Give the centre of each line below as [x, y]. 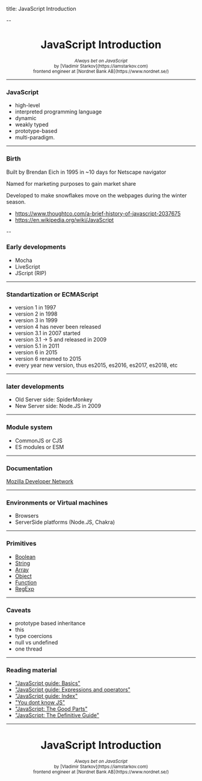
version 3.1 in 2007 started [47, 333]
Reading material [32, 670]
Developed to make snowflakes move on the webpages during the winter [97, 195]
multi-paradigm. [35, 138]
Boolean [25, 556]
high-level [27, 106]
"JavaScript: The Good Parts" [51, 709]
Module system [29, 427]
